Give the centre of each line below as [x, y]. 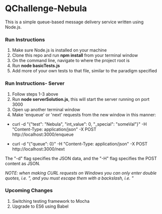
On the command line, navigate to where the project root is [71, 61]
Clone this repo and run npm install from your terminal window [75, 55]
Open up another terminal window [46, 109]
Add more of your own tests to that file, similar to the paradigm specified [84, 71]
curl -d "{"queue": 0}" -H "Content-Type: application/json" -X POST [80, 144]
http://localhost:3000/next [38, 149]
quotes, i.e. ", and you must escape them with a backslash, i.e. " [69, 178]
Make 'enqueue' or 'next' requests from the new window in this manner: [84, 115]
